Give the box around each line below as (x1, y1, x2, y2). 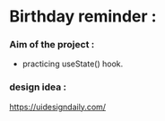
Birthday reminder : (9, 6, 157, 27)
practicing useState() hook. (22, 58, 124, 69)
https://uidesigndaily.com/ (9, 101, 106, 112)
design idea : (9, 81, 67, 93)
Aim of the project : (9, 39, 95, 51)
